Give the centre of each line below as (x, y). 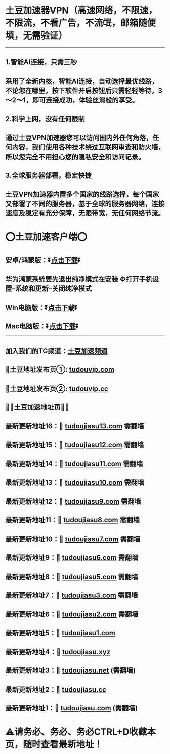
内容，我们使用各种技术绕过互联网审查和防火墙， (88, 147)
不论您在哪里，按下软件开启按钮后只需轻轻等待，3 (84, 90)
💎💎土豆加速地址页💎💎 (37, 408)
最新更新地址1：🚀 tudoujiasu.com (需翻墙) (72, 708)
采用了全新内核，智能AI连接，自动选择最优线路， (82, 81)
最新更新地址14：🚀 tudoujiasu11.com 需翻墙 (74, 464)
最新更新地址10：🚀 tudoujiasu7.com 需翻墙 (73, 539)
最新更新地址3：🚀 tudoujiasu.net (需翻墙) (70, 671)
